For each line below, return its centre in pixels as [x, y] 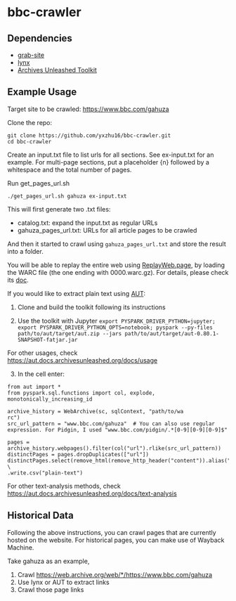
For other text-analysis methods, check [64, 486]
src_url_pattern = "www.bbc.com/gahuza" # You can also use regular [111, 424]
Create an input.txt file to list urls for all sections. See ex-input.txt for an [111, 155]
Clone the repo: [30, 122]
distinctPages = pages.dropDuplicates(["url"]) [78, 454]
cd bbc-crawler [29, 141]
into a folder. [25, 251]
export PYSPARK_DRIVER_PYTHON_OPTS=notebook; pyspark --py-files [115, 328]
